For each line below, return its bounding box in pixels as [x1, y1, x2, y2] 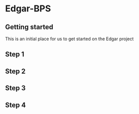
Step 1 [5, 50, 25, 58]
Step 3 [5, 84, 26, 92]
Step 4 [5, 101, 26, 109]
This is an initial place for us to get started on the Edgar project [5, 36, 134, 42]
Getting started [5, 23, 54, 31]
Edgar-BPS [5, 3, 51, 14]
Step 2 [5, 67, 26, 75]
